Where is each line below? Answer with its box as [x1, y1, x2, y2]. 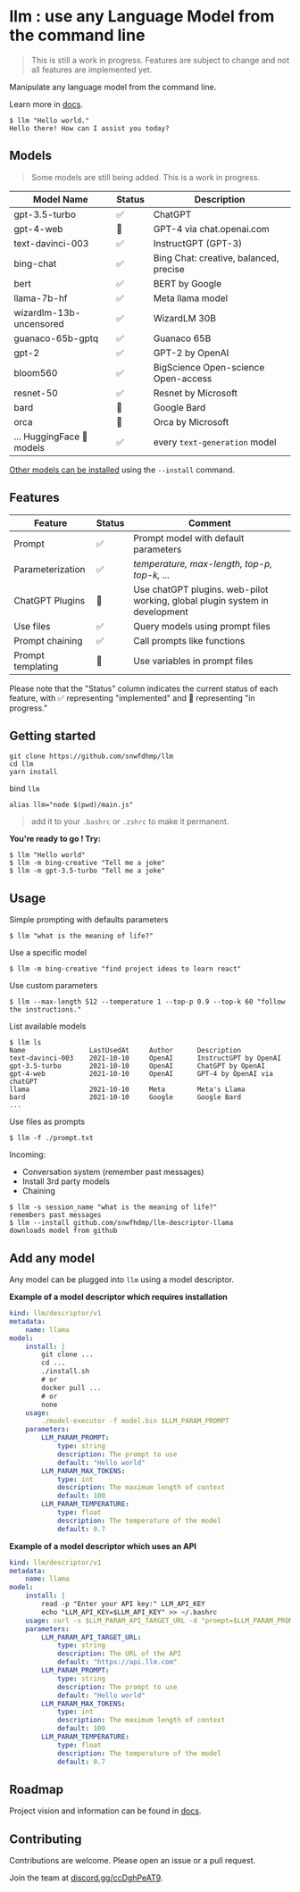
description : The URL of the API [56, 1649, 181, 1658]
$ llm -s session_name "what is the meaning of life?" [9, 1203, 218, 1212]
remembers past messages [9, 1211, 102, 1220]
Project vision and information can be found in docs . [9, 1805, 202, 1816]
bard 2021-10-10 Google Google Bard [9, 1093, 242, 1102]
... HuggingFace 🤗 [13, 430, 88, 443]
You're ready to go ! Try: [9, 833, 101, 845]
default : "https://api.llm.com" [56, 1658, 178, 1667]
